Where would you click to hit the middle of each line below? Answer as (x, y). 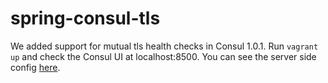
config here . (35, 67)
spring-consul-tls (85, 18)
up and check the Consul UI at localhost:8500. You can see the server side (163, 56)
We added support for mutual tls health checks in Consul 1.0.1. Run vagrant (164, 46)
